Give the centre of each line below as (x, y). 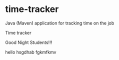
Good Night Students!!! (29, 42)
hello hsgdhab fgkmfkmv (31, 52)
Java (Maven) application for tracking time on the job (60, 23)
